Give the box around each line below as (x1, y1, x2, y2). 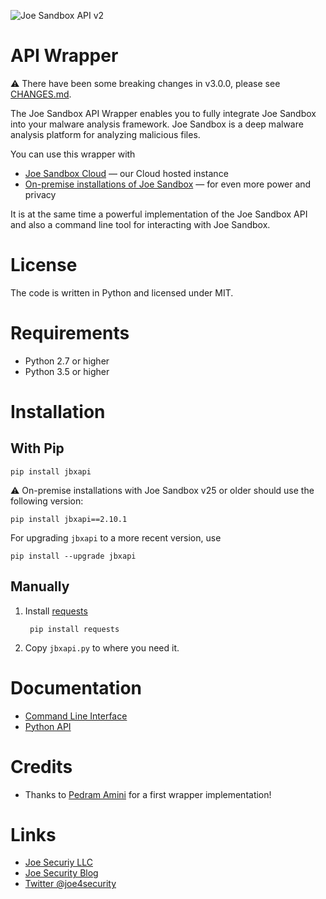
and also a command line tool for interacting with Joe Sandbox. (10, 218, 271, 230)
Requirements (10, 322, 130, 345)
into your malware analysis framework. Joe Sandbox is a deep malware (10, 118, 304, 130)
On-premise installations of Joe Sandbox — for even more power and (24, 178, 312, 190)
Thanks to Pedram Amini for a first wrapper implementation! (24, 788, 272, 800)
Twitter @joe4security (24, 878, 117, 890)
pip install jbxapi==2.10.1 (10, 514, 128, 524)
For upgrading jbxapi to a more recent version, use (10, 531, 222, 544)
